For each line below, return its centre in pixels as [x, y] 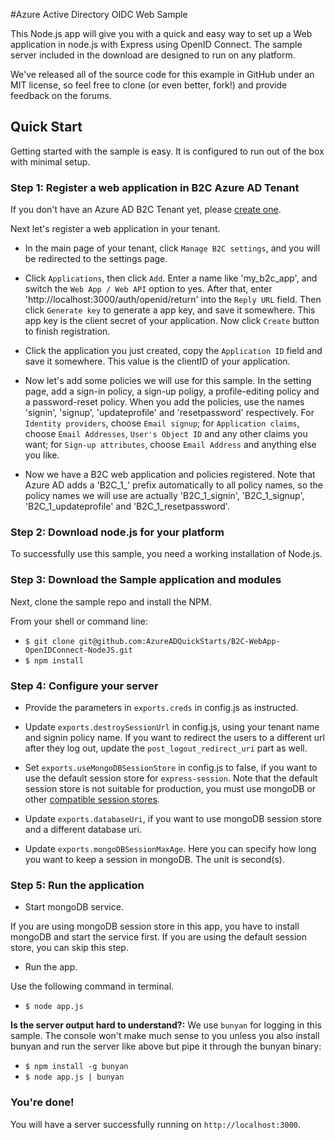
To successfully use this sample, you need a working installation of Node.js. [166, 554]
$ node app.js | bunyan [74, 1077]
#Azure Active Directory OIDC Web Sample [99, 14]
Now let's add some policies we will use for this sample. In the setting [168, 381]
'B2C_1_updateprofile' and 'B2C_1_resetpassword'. [127, 506]
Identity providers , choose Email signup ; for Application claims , [162, 423]
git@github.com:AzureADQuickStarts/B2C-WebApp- [179, 641]
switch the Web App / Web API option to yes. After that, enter [148, 289]
